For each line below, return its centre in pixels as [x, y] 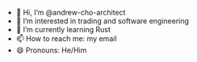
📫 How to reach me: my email [66, 39]
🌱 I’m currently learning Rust [63, 29]
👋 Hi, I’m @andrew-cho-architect [71, 12]
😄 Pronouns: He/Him [51, 50]
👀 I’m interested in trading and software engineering [103, 21]
